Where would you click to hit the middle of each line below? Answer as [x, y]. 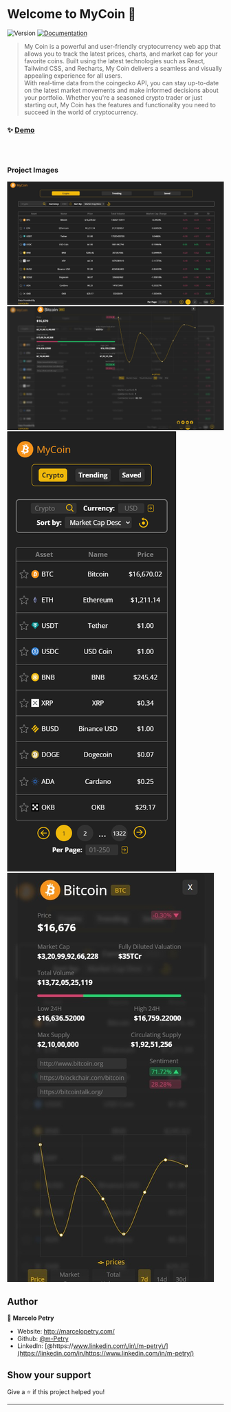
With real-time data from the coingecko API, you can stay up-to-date [121, 83]
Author [22, 1302]
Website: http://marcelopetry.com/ [66, 1332]
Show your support [49, 1375]
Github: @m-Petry [43, 1339]
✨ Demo [21, 130]
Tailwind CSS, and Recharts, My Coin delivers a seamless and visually [123, 68]
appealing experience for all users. [73, 76]
